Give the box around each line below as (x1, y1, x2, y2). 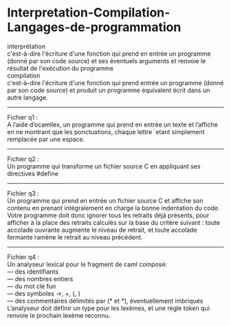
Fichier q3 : (7, 189, 39, 197)
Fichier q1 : (7, 113, 38, 121)
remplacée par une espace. (7, 135, 85, 143)
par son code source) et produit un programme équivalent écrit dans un (7, 86, 210, 94)
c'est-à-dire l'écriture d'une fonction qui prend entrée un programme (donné (7, 78, 224, 87)
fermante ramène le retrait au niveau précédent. (7, 232, 143, 241)
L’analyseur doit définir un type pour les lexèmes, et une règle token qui (7, 304, 210, 312)
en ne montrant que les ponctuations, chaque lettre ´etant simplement (7, 127, 205, 135)
